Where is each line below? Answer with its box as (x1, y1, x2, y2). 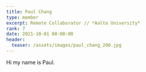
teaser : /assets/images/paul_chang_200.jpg (11, 43, 121, 49)
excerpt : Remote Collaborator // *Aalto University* (6, 20, 141, 26)
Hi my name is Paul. (6, 58, 55, 66)
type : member (6, 14, 39, 20)
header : (6, 37, 26, 43)
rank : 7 (6, 25, 26, 32)
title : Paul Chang (6, 8, 52, 15)
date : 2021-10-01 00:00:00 (6, 31, 74, 37)
